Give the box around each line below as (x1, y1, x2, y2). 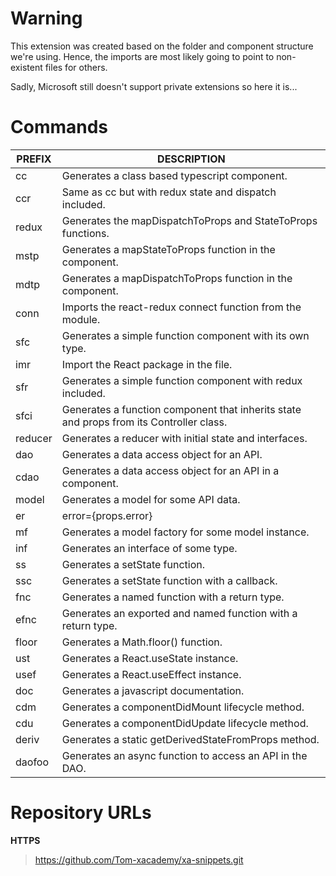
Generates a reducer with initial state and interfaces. (61, 431, 308, 445)
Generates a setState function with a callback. (61, 573, 278, 587)
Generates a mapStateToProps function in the (61, 242, 276, 256)
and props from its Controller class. (61, 415, 228, 429)
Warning (10, 7, 83, 30)
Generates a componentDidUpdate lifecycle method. (61, 716, 309, 730)
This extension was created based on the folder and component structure (10, 40, 314, 52)
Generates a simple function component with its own (61, 328, 310, 342)
